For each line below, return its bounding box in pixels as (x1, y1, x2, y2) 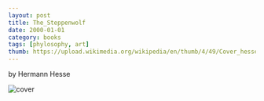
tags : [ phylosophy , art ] (8, 41, 90, 49)
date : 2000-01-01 (8, 26, 65, 34)
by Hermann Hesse (8, 70, 71, 78)
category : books (8, 33, 61, 41)
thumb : (8, 48, 30, 56)
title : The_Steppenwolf (8, 19, 86, 27)
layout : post (8, 11, 51, 20)
